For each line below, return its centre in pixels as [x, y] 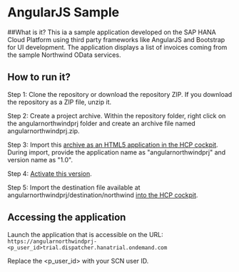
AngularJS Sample [63, 12]
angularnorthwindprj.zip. [44, 131]
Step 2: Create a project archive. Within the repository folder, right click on [117, 115]
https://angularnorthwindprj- [52, 241]
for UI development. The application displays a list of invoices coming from [117, 47]
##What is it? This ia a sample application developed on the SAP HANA [112, 32]
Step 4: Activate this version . [50, 173]
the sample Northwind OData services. [64, 55]
